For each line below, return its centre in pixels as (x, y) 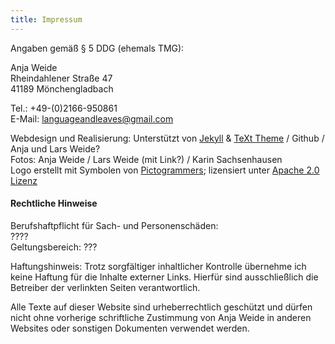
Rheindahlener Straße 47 (61, 78)
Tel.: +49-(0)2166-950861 (64, 108)
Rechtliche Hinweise (54, 203)
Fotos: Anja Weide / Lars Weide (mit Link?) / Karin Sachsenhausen (146, 159)
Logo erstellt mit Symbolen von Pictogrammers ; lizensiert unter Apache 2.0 (165, 170)
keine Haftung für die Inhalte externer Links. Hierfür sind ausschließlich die (164, 277)
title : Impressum (46, 19)
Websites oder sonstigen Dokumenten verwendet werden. (130, 328)
